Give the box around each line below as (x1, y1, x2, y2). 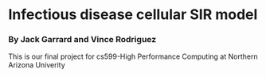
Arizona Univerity (8, 60, 65, 70)
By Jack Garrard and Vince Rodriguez (8, 34, 157, 45)
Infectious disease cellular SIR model (8, 6, 258, 24)
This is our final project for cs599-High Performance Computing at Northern (8, 52, 258, 61)
